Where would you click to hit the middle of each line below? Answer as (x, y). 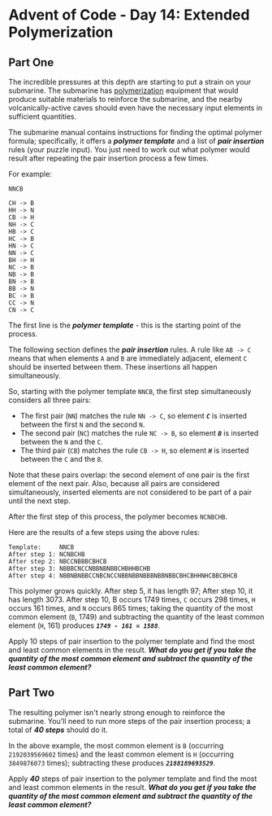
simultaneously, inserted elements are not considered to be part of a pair (130, 492)
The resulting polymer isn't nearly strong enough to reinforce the (117, 712)
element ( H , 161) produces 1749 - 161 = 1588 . (84, 625)
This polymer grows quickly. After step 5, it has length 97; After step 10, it (131, 591)
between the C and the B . (61, 459)
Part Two (32, 693)
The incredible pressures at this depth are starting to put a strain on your (130, 82)
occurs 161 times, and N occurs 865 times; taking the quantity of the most (131, 608)
